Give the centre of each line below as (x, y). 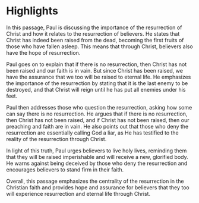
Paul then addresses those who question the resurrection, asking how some (99, 107)
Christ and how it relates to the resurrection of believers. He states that (93, 33)
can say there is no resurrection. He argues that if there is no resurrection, (97, 114)
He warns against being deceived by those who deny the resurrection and (97, 163)
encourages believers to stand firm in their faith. (65, 169)
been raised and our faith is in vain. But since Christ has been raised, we (94, 70)
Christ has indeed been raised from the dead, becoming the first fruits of (95, 40)
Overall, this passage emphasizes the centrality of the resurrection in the (95, 181)
